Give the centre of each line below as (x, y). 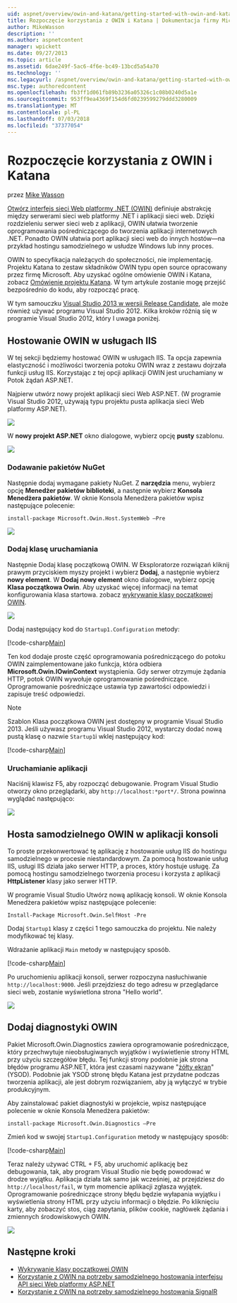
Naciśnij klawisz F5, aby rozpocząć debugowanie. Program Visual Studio (113, 784)
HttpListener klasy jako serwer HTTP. (62, 881)
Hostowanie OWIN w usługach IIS (82, 341)
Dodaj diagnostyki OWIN (62, 1027)
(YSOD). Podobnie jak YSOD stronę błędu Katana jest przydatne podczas (114, 1074)
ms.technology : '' (34, 73)
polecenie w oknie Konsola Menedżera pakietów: (79, 1110)
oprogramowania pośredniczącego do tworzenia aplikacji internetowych (112, 231)
